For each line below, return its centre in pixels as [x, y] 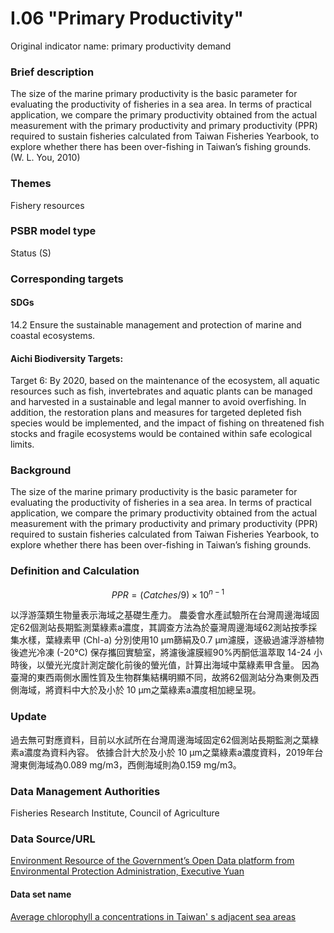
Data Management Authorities [85, 791]
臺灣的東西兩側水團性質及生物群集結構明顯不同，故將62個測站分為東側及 [160, 678]
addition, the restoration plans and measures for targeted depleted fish [156, 413]
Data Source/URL [53, 839]
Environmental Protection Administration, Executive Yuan [127, 871]
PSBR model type [53, 231]
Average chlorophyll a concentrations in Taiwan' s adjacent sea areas [153, 916]
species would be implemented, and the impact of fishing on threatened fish [167, 423]
